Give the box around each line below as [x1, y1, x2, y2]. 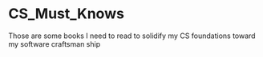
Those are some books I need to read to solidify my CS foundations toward [8, 31, 256, 40]
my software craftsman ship [8, 39, 101, 48]
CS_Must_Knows [8, 5, 124, 23]
